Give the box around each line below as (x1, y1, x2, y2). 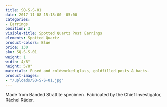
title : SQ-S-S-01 (5, 7, 42, 13)
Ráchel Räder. (5, 97, 34, 103)
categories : (5, 17, 30, 22)
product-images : (5, 73, 39, 78)
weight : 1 (5, 54, 26, 60)
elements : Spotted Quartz (5, 36, 59, 41)
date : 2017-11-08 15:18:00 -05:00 (5, 12, 78, 17)
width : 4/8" (5, 59, 30, 64)
